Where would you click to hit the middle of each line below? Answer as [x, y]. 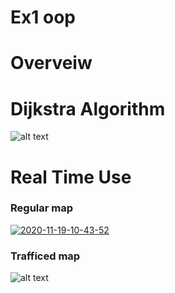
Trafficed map [45, 256]
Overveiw [51, 63]
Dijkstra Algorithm [88, 108]
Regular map [42, 208]
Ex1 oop [43, 17]
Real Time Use [71, 177]
